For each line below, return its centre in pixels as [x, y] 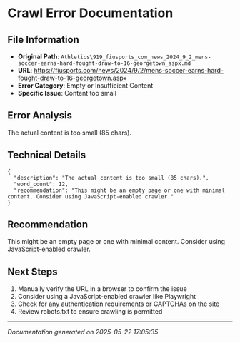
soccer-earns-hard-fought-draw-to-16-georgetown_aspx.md [104, 63]
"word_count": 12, [41, 184]
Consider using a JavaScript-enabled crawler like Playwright [107, 297]
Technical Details [47, 155]
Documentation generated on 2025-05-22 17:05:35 [83, 332]
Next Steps [32, 271]
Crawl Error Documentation [90, 13]
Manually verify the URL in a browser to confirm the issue [102, 289]
